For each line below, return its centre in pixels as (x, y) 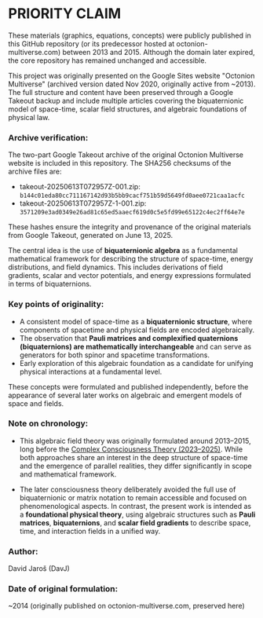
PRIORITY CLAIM (65, 14)
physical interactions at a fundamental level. (91, 371)
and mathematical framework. (68, 474)
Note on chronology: (48, 423)
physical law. (29, 117)
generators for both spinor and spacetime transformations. (115, 355)
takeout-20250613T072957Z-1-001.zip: (83, 203)
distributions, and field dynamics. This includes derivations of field (116, 267)
